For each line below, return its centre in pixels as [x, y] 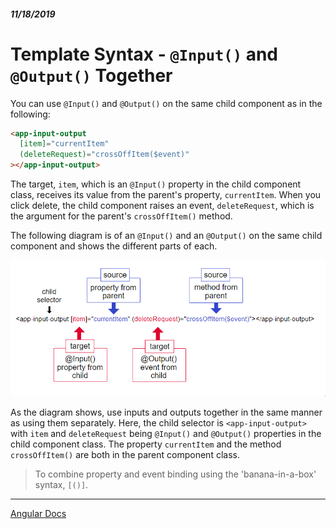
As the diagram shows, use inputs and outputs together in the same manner [166, 412]
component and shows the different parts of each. [114, 246]
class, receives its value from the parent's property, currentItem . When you [166, 195]
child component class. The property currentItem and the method [146, 444]
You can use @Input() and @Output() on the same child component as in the [166, 103]
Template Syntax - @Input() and [144, 54]
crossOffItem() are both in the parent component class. [125, 454]
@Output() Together [91, 75]
